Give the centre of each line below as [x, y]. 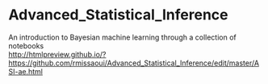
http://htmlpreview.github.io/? [57, 54]
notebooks [26, 45]
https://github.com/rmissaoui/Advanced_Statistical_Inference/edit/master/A [134, 63]
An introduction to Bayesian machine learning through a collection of [122, 37]
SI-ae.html [25, 71]
